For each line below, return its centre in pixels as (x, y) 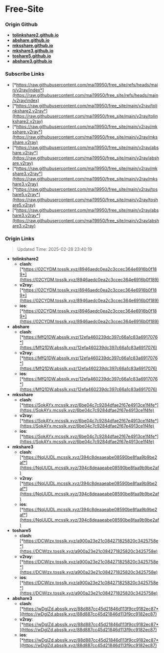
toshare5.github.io (32, 56)
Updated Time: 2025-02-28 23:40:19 (54, 249)
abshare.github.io (31, 40)
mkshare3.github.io (33, 51)
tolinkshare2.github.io (35, 35)
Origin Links (20, 238)
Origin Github (22, 25)
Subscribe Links (25, 74)
